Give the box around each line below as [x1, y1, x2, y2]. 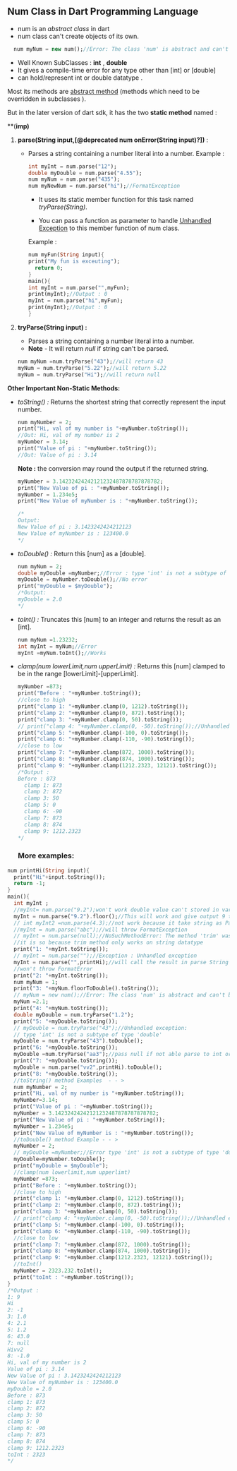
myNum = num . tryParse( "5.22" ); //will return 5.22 [17, 364, 167, 371]
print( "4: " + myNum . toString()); [13, 1005, 109, 1012]
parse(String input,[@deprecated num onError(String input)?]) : [17, 136, 209, 144]
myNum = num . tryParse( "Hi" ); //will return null [17, 371, 160, 378]
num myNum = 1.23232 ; [17, 636, 78, 643]
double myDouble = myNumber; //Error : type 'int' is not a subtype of [17, 570, 227, 577]
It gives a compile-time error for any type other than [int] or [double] [17, 66, 217, 74]
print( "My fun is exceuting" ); [28, 258, 121, 265]
